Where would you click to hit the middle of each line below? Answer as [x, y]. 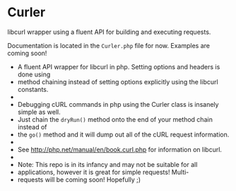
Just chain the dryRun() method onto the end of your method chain [115, 119]
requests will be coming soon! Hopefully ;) [79, 179]
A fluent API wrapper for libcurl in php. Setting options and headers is [119, 66]
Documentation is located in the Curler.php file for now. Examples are [109, 45]
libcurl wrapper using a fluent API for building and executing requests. [109, 32]
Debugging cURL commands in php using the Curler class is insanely [118, 104]
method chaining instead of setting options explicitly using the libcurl [118, 81]
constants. [33, 89]
